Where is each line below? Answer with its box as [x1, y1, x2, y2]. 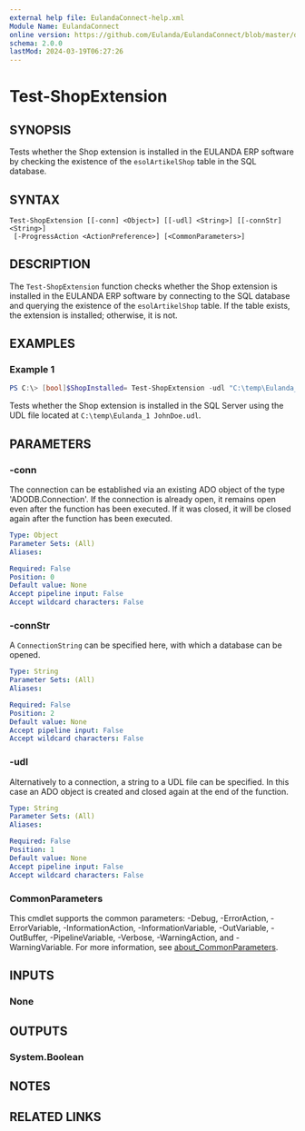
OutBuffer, [9, 932, 48, 943]
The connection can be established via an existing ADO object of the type [9, 484, 286, 495]
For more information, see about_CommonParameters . [75, 941, 279, 952]
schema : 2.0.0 [9, 38, 64, 48]
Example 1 [9, 363, 55, 376]
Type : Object [9, 531, 59, 540]
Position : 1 [9, 846, 54, 855]
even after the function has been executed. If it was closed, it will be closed [9, 503, 292, 514]
